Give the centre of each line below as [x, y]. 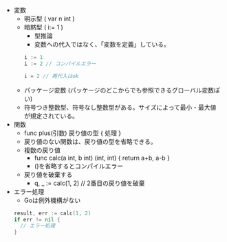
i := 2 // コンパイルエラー [60, 64]
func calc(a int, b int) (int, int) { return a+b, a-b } [102, 158]
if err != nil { [37, 219]
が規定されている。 [51, 116]
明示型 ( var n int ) [49, 19]
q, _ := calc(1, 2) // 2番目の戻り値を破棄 [89, 183]
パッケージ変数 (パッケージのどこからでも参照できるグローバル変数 [119, 90]
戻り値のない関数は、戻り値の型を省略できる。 [90, 141]
